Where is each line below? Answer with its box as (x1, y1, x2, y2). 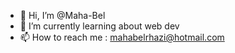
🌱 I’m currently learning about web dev (19, 20, 180, 32)
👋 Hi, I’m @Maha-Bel (19, 10, 106, 21)
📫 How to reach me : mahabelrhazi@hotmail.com (19, 31, 225, 43)
